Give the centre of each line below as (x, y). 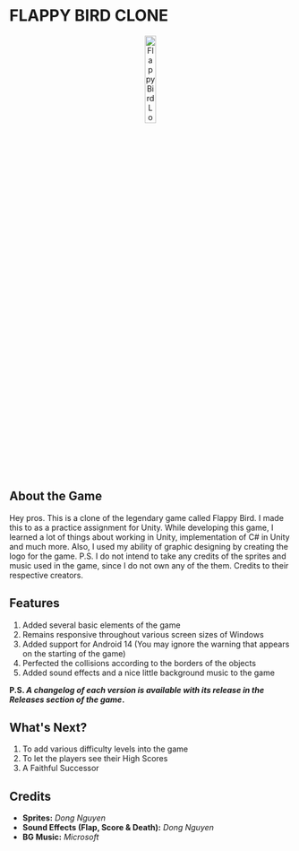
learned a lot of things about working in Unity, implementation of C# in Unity (149, 537)
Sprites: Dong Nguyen (64, 818)
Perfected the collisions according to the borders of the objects (139, 663)
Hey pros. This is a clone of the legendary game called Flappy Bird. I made (147, 517)
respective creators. (46, 575)
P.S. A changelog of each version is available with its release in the (137, 690)
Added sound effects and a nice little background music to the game (149, 673)
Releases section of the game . (67, 699)
